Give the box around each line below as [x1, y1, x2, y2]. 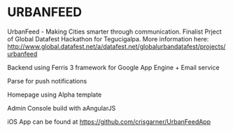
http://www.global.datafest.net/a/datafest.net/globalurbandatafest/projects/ [7, 42, 226, 50]
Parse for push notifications [7, 76, 87, 85]
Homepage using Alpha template [7, 90, 102, 99]
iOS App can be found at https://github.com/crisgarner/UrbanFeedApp [7, 117, 211, 126]
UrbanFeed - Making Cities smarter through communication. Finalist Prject [7, 27, 222, 36]
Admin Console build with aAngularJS [7, 104, 116, 112]
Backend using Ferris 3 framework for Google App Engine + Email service [7, 63, 220, 71]
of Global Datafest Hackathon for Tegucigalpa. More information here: [7, 34, 209, 43]
